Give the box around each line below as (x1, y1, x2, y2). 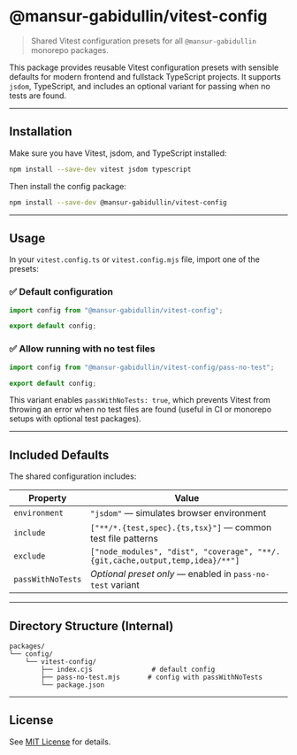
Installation (9, 124, 72, 139)
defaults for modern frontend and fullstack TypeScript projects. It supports (9, 71, 281, 81)
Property (28, 492, 67, 505)
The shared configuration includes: (9, 471, 137, 482)
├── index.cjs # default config (41, 666, 216, 674)
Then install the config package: (9, 181, 126, 191)
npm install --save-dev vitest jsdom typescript (9, 165, 192, 173)
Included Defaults (9, 447, 110, 462)
